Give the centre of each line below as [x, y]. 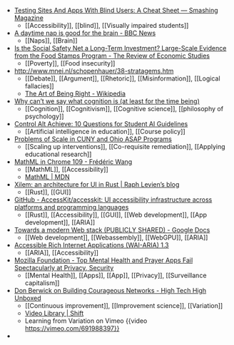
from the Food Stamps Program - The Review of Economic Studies [112, 56]
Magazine [29, 18]
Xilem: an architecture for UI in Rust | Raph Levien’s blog [97, 184]
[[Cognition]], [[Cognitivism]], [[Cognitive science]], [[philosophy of [124, 109]
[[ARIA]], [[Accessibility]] [61, 253]
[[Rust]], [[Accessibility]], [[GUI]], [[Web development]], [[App [116, 215]
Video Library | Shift [54, 313]
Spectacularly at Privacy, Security [64, 268]
